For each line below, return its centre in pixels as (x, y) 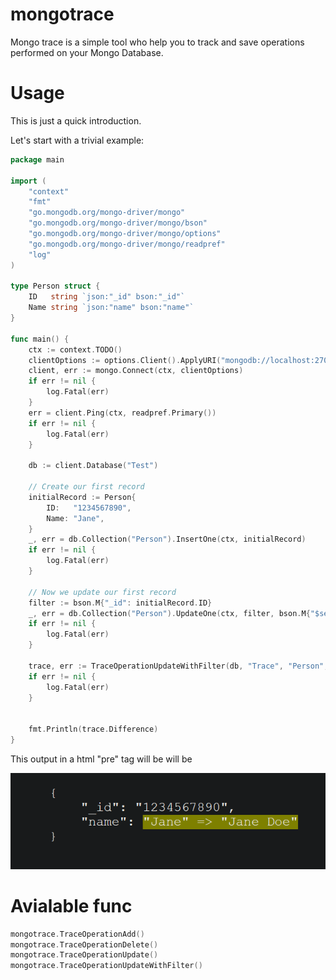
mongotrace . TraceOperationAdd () (77, 934)
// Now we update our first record (102, 592)
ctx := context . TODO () (75, 349)
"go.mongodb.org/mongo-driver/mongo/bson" (118, 223)
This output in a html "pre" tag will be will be (101, 759)
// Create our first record (86, 487)
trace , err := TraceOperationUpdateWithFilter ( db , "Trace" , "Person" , (178, 666)
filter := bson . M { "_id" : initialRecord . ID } (120, 603)
